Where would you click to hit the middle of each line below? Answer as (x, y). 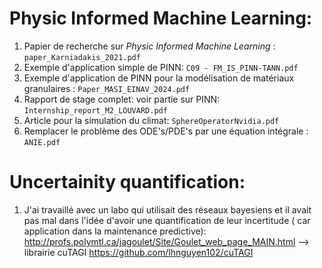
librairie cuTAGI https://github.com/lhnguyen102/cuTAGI (138, 252)
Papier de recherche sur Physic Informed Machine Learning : (149, 46)
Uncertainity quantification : (127, 182)
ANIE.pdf (42, 142)
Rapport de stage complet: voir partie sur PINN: (122, 99)
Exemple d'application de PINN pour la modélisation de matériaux (159, 78)
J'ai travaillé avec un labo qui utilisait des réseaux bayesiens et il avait (167, 209)
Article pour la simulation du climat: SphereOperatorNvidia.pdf (151, 120)
